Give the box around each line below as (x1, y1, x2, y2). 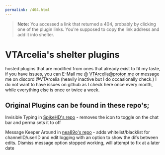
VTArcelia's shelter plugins (5, 49, 120, 60)
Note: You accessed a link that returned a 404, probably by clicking (17, 21, 157, 27)
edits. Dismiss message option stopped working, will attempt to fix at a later (5, 140, 160, 146)
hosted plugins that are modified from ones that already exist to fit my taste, (5, 65, 161, 71)
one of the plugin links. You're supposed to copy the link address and (17, 26, 160, 32)
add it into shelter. (17, 31, 55, 37)
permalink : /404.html (5, 7, 50, 12)
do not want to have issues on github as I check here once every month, (5, 81, 153, 87)
